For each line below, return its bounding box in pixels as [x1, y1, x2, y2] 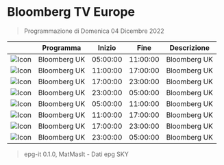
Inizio [98, 42, 116, 52]
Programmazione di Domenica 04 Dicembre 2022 [23, 27, 164, 35]
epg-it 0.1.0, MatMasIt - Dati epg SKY [23, 150, 129, 158]
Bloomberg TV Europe [7, 4, 136, 20]
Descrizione [169, 42, 210, 52]
